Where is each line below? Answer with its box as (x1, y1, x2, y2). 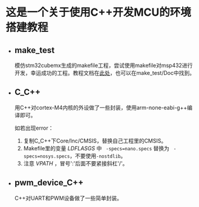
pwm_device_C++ (14, 177, 84, 188)
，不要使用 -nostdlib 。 (70, 152, 126, 159)
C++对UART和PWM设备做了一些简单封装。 (14, 194, 122, 202)
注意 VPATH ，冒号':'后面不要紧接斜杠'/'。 (23, 159, 128, 167)
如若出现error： (14, 124, 54, 132)
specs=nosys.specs (23, 153, 70, 159)
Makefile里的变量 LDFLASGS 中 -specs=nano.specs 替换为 (23, 144, 170, 151)
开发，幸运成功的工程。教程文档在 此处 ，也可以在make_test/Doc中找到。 (14, 69, 195, 76)
